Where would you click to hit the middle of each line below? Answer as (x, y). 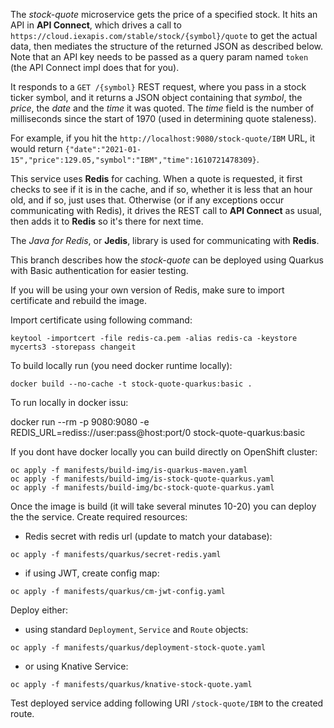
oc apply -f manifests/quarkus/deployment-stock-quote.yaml (138, 648)
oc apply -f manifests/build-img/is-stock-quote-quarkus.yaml (142, 479)
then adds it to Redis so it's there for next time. (107, 221)
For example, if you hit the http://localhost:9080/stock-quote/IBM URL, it (162, 138)
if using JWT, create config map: (92, 573)
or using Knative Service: (76, 666)
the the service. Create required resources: (99, 517)
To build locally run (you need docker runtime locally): (121, 365)
